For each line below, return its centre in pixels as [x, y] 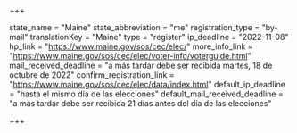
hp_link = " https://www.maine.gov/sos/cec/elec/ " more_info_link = [131, 46]
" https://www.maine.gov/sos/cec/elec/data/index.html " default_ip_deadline [147, 84]
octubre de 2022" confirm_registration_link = [92, 75]
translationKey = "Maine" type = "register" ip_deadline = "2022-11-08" [159, 37]
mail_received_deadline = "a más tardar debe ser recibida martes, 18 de [141, 65]
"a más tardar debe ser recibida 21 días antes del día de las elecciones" [140, 103]
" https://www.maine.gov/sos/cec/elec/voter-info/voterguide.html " [130, 56]
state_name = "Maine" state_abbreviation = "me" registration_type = [135, 27]
